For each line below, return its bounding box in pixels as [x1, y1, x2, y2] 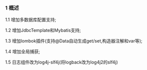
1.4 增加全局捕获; [5, 48, 40, 54]
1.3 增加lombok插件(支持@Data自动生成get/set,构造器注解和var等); [5, 38, 142, 44]
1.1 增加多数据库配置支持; [5, 16, 56, 23]
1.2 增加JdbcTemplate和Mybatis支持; [5, 27, 81, 33]
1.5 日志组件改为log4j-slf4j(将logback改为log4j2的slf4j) [5, 59, 118, 65]
